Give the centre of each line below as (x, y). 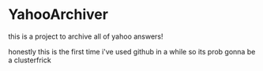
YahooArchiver (58, 15)
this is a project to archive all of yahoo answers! (86, 36)
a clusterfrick (30, 60)
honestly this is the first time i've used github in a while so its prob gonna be (132, 51)
